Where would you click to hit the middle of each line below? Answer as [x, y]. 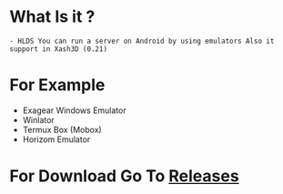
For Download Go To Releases [124, 176]
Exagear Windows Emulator [74, 110]
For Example [57, 85]
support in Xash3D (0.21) [58, 49]
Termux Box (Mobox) [62, 129]
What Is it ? [52, 17]
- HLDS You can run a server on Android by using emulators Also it [142, 41]
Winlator [38, 119]
